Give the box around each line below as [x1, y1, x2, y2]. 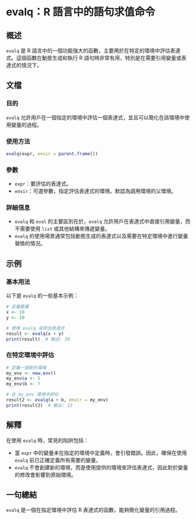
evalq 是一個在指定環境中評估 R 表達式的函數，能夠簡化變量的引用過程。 [6, 507, 181, 514]
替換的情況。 [14, 240, 46, 247]
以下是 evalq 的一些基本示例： [6, 292, 79, 299]
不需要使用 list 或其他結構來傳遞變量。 [14, 225, 111, 232]
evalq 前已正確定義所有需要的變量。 [14, 456, 101, 463]
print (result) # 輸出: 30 [6, 336, 70, 342]
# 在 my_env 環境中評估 [6, 391, 59, 398]
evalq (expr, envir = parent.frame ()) [6, 150, 98, 157]
